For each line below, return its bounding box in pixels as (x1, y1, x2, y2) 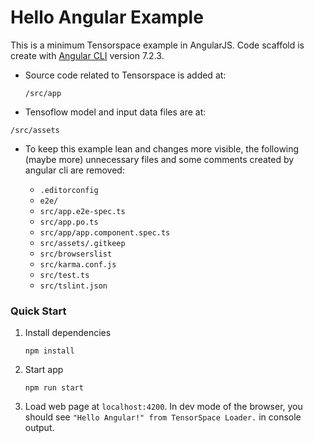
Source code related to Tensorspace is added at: (24, 69, 227, 81)
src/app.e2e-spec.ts (39, 206, 126, 216)
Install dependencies (24, 327, 112, 339)
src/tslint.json (39, 281, 108, 291)
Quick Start (10, 304, 67, 318)
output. (24, 422, 55, 434)
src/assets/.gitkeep (39, 238, 126, 248)
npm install (24, 346, 75, 356)
